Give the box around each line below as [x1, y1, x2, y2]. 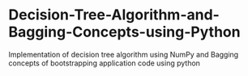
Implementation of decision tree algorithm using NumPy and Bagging [8, 49, 239, 59]
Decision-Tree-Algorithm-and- [8, 6, 220, 24]
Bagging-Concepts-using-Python [8, 23, 241, 41]
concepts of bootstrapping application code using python [8, 58, 201, 68]
